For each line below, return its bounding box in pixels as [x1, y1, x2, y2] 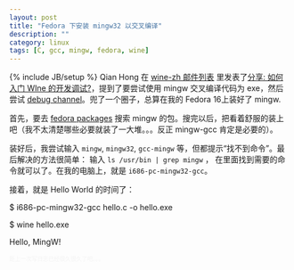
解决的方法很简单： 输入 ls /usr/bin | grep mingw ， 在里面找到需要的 [16, 154, 278, 165]
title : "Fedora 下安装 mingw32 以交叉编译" [9, 21, 163, 30]
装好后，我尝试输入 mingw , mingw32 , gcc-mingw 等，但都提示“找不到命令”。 [9, 143, 278, 154]
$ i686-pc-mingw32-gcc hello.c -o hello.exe [9, 202, 174, 213]
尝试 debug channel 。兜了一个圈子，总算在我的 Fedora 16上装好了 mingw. [9, 94, 282, 105]
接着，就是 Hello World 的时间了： [9, 184, 135, 195]
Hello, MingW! [9, 237, 61, 248]
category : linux [9, 37, 69, 47]
